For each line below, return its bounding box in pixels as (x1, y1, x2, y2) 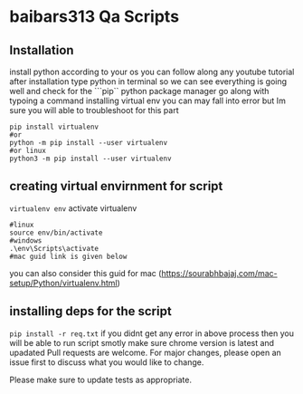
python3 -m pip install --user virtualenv (9, 154, 172, 163)
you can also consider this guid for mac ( (9, 267, 162, 278)
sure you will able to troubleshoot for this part (9, 105, 179, 115)
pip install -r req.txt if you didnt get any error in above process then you (9, 328, 294, 339)
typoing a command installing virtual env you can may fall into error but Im (9, 95, 287, 106)
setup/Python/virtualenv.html (9, 277, 118, 288)
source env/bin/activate (9, 228, 103, 237)
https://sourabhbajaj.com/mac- (161, 267, 278, 278)
